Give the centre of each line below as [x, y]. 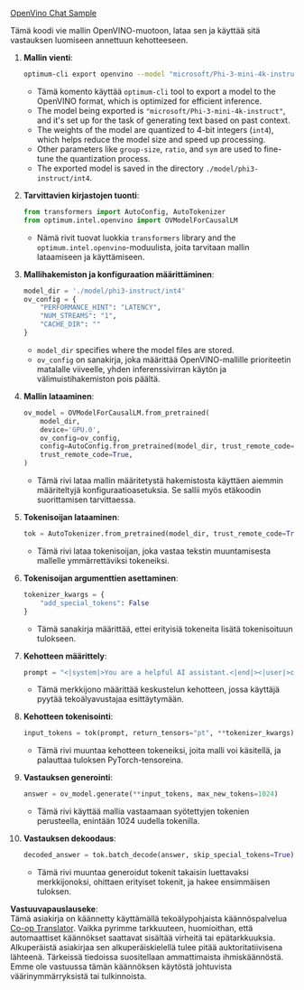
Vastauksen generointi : [68, 778]
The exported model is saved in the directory [120, 168]
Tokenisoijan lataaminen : [71, 517]
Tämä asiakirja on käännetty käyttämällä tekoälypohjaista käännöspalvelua [149, 919]
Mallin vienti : [48, 57]
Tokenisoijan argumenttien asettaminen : [101, 578]
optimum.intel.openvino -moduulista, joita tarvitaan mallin [143, 247]
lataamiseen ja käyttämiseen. [91, 257]
